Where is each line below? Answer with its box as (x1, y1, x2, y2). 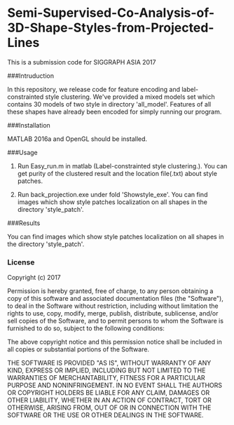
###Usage (7, 148, 39, 156)
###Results (7, 219, 41, 227)
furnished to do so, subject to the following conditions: (7, 324, 165, 332)
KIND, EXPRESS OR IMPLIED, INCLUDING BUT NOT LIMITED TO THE (7, 366, 206, 375)
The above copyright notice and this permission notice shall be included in (7, 338, 222, 346)
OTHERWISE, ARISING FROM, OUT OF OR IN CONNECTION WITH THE (7, 403, 212, 412)
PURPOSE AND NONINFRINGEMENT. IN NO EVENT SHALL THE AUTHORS (7, 381, 223, 390)
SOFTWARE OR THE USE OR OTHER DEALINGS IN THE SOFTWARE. (7, 411, 204, 419)
